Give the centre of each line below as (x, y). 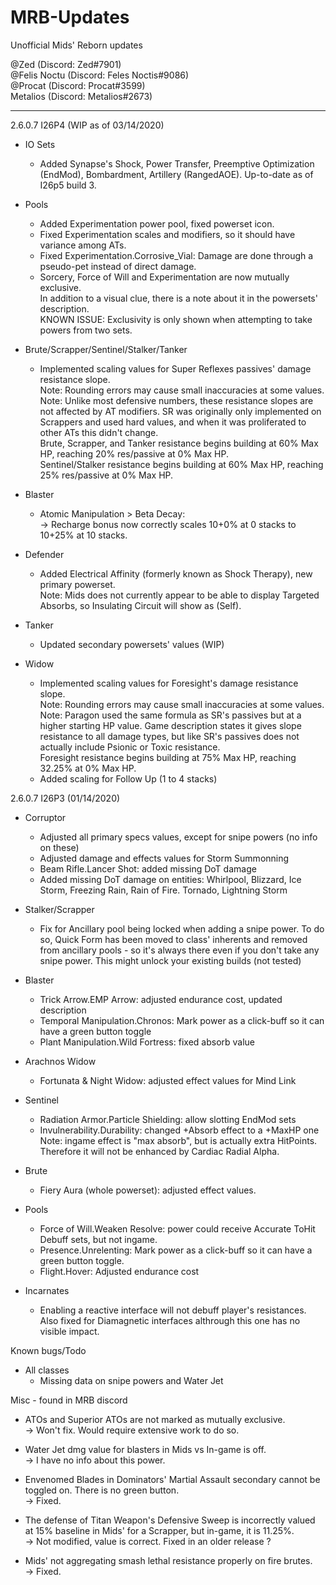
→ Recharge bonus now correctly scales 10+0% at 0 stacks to (168, 524)
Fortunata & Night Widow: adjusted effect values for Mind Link (168, 1080)
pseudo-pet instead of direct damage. (118, 266)
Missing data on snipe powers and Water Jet (131, 1380)
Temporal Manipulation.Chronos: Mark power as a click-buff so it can (182, 1020)
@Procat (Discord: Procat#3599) (78, 85)
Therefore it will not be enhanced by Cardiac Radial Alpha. (159, 1151)
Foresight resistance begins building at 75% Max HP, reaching (168, 757)
